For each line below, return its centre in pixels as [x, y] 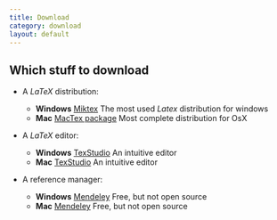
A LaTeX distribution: [61, 92]
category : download [45, 26]
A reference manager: [62, 180]
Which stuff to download [79, 70]
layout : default [39, 34]
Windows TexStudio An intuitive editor [106, 153]
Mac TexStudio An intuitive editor [97, 162]
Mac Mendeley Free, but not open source [112, 207]
